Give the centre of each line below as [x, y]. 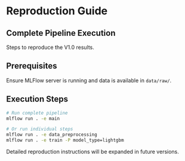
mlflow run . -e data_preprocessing [52, 135]
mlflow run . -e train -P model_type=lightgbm [65, 140]
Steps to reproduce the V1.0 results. [50, 47]
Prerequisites [32, 66]
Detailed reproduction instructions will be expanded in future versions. [92, 151]
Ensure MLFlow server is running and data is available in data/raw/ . [89, 80]
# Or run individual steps [40, 129]
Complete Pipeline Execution [61, 33]
